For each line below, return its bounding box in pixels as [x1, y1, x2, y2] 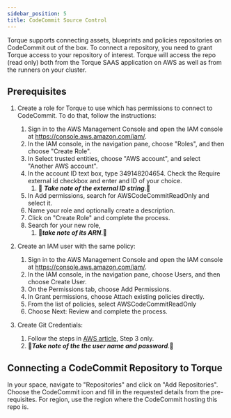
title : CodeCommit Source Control [7, 17, 108, 24]
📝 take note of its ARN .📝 [38, 229, 107, 237]
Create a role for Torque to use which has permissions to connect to [17, 104, 213, 112]
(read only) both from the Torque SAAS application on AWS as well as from [7, 58, 223, 66]
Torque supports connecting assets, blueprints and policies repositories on [7, 36, 223, 44]
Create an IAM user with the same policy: [17, 242, 136, 251]
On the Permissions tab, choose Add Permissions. [27, 285, 172, 293]
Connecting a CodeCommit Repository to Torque [7, 362, 223, 373]
